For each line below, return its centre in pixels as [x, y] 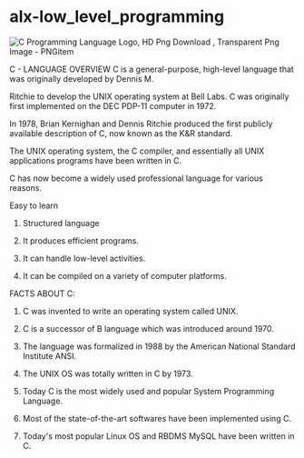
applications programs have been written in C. [96, 160]
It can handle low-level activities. [84, 258]
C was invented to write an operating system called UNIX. [130, 311]
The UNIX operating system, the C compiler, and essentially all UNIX [137, 151]
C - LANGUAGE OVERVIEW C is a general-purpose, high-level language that [152, 69]
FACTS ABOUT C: [42, 294]
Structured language [61, 223]
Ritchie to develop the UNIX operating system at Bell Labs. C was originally [149, 96]
